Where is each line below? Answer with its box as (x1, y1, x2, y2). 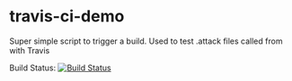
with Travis (9, 45, 50, 55)
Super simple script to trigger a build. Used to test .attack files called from (9, 36, 283, 46)
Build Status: (9, 62, 57, 73)
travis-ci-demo (9, 6, 125, 27)
